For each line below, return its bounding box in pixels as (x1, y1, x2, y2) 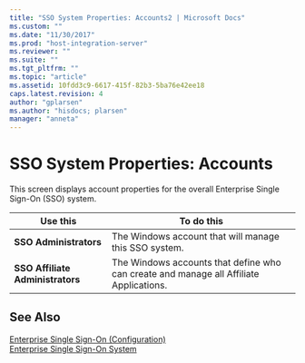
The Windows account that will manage (112, 231, 280, 243)
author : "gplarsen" (9, 97, 84, 107)
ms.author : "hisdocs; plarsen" (9, 106, 128, 115)
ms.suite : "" (9, 55, 59, 64)
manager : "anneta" (9, 114, 79, 123)
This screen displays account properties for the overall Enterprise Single (9, 183, 280, 195)
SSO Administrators (14, 236, 102, 249)
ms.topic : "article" (9, 73, 88, 82)
